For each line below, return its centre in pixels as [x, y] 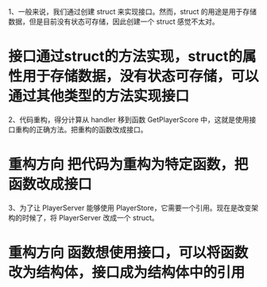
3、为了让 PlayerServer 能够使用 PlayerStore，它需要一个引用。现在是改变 [130, 208]
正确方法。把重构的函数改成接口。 [91, 129]
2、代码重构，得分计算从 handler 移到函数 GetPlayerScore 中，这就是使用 [129, 119]
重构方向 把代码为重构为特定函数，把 [128, 165]
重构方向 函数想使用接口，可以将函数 [128, 253]
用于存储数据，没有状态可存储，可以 [141, 77]
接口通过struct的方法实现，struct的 [125, 57]
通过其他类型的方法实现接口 [99, 96]
